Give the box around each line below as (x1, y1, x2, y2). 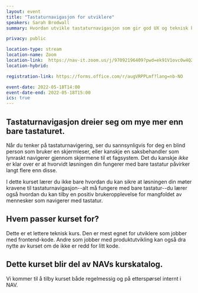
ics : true (6, 95, 31, 101)
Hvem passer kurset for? (6, 214, 99, 224)
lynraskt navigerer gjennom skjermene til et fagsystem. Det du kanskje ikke (6, 154, 189, 161)
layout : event (6, 8, 41, 15)
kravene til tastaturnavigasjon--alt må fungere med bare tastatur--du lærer (6, 184, 187, 192)
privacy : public (6, 36, 46, 42)
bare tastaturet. (6, 126, 65, 136)
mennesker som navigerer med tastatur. (6, 197, 103, 204)
